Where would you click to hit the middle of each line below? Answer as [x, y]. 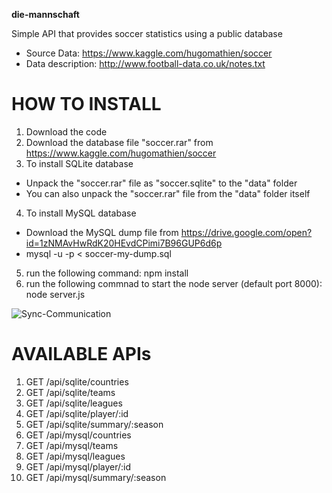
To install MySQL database [81, 213]
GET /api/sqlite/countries [77, 381]
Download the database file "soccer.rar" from [119, 142]
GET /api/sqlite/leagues [74, 403]
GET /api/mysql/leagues [75, 456]
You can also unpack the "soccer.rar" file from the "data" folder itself [168, 193]
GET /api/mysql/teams [72, 445]
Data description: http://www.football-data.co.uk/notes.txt [145, 63]
